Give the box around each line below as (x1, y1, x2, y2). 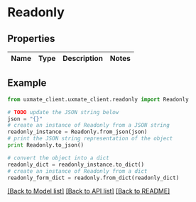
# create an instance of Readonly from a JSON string (7, 122, 170, 129)
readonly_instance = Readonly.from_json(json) (7, 128, 148, 135)
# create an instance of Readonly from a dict (7, 167, 148, 174)
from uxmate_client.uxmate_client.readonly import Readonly (7, 96, 190, 103)
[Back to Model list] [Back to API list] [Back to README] (7, 187, 170, 196)
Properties (7, 33, 55, 45)
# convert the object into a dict (7, 154, 110, 162)
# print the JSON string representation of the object (7, 135, 173, 142)
